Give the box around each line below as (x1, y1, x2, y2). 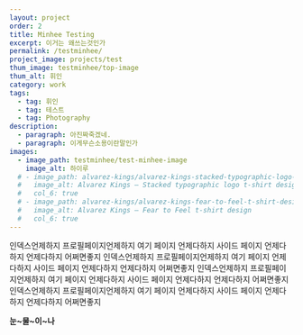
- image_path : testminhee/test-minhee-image (17, 155, 188, 165)
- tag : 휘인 (17, 96, 59, 106)
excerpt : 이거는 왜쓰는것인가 (9, 38, 106, 48)
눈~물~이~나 (9, 315, 56, 326)
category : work (9, 80, 67, 89)
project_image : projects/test (9, 55, 124, 64)
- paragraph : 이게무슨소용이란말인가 (17, 139, 138, 148)
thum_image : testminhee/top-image (9, 64, 140, 73)
